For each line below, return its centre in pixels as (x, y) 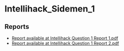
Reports (17, 27)
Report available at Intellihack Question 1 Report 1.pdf (65, 38)
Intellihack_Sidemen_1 (50, 9)
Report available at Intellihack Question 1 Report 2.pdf (65, 43)
